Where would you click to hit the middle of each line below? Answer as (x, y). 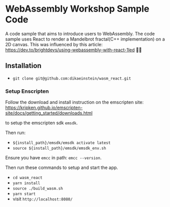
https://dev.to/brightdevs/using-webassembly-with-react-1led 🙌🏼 (74, 50)
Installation (23, 66)
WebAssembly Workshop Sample (77, 9)
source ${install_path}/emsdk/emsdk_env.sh (59, 148)
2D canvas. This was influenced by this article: (54, 44)
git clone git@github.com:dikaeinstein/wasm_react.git (72, 78)
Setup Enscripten (27, 91)
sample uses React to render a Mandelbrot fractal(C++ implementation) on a (85, 39)
